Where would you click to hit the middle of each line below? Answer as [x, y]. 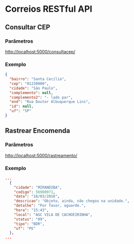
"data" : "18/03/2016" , [37, 196]
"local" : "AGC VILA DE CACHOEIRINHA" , [53, 215]
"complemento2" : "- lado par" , [41, 97]
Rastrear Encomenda [38, 131]
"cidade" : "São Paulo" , [33, 88]
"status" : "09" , [30, 219]
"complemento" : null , [31, 93]
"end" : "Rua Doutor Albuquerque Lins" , [50, 102]
